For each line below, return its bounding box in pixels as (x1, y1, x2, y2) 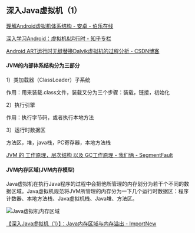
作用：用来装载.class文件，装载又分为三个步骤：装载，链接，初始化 (6, 89, 170, 96)
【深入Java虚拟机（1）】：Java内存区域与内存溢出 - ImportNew (6, 220, 157, 227)
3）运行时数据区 (6, 126, 46, 134)
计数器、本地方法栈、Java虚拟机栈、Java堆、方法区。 (6, 195, 138, 202)
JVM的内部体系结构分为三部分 (6, 62, 80, 69)
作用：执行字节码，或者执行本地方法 (6, 114, 94, 121)
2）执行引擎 (6, 101, 35, 109)
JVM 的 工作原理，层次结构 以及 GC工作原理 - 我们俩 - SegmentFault (6, 152, 173, 159)
